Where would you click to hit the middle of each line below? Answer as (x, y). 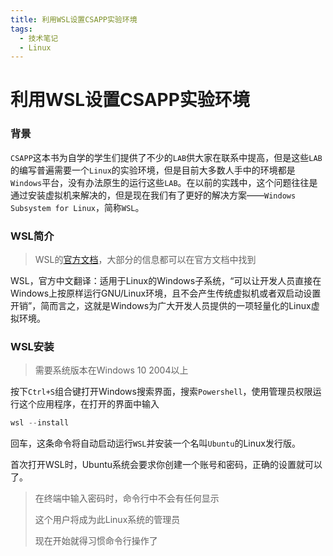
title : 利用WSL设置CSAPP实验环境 (74, 19)
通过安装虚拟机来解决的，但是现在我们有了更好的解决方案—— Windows (153, 195)
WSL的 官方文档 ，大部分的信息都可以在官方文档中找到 (145, 260)
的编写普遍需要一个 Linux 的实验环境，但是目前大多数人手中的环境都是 (153, 170)
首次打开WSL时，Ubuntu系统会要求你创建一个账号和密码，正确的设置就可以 (166, 465)
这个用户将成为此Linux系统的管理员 (107, 520)
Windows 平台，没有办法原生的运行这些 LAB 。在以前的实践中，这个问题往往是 (164, 182)
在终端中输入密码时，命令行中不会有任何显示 (127, 498)
